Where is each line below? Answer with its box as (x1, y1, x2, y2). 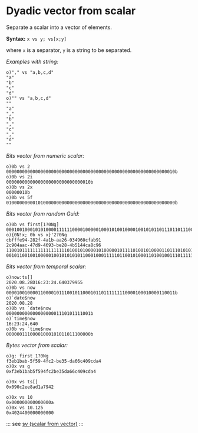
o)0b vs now (6, 285, 35, 291)
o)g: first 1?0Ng (6, 353, 49, 359)
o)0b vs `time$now (6, 326, 51, 332)
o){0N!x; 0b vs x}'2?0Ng (6, 232, 67, 237)
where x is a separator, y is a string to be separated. (6, 46, 132, 54)
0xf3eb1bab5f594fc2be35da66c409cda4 (6, 368, 96, 375)
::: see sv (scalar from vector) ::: (6, 420, 84, 427)
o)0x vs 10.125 (6, 405, 44, 411)
